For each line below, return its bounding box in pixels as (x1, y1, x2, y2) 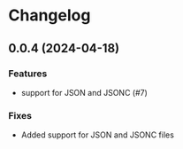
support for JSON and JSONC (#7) (20, 87, 148, 98)
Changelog (8, 5, 91, 26)
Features (8, 67, 48, 80)
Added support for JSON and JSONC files (20, 129, 174, 140)
